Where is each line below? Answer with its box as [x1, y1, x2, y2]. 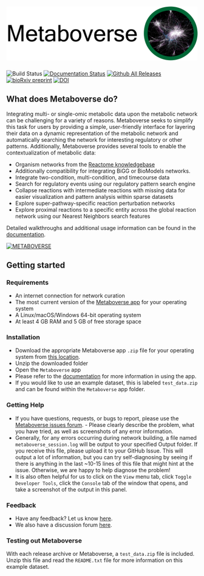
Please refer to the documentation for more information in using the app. [15, 373, 197, 380]
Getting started [6, 260, 66, 270]
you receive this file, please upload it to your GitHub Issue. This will [15, 447, 183, 454]
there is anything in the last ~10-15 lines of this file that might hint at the [15, 460, 194, 467]
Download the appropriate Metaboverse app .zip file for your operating [15, 347, 194, 354]
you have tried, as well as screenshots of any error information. [15, 428, 174, 435]
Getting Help [6, 401, 44, 409]
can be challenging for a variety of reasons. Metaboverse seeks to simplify [6, 116, 194, 124]
